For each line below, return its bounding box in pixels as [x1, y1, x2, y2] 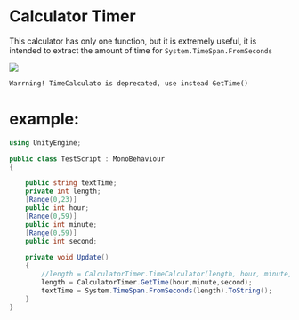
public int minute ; [25, 220, 98, 228]
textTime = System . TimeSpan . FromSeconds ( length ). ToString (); [41, 286, 273, 295]
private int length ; [25, 187, 101, 196]
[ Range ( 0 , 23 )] [25, 196, 77, 204]
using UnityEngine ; [9, 138, 82, 148]
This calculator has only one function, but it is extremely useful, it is [9, 36, 257, 46]
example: [9, 109, 80, 129]
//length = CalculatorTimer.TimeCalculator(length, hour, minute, [41, 269, 293, 278]
